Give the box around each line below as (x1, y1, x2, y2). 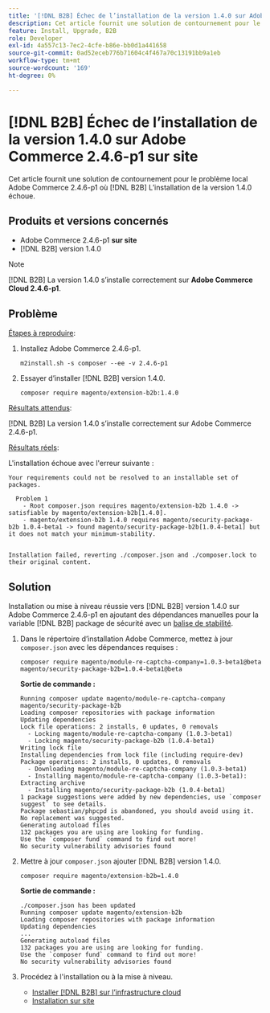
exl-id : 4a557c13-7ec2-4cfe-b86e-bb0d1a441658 (8, 42, 167, 50)
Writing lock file (19, 744, 82, 752)
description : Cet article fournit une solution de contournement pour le (8, 19, 261, 27)
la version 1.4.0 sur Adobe (8, 130, 186, 149)
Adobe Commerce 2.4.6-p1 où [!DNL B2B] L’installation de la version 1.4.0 (8, 182, 252, 192)
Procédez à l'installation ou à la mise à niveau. (19, 972, 173, 981)
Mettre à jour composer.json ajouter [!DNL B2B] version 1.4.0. (19, 856, 222, 866)
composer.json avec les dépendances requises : (19, 643, 178, 652)
